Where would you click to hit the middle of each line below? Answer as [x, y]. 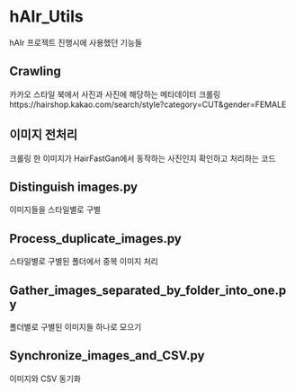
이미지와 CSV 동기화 [45, 379]
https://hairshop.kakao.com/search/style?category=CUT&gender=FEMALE [148, 104]
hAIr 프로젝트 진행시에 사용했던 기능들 [76, 42]
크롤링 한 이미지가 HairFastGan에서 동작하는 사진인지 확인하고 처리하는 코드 [143, 158]
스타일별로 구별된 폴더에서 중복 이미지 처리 [84, 262]
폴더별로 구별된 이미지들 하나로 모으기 [76, 327]
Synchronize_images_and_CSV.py [107, 356]
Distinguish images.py [74, 187]
